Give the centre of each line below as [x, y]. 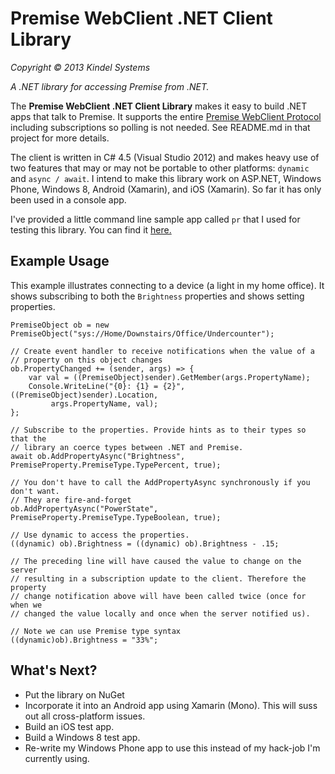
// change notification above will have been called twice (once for [158, 596]
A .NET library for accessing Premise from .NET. [110, 86]
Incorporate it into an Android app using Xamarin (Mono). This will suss [171, 705]
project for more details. [60, 138]
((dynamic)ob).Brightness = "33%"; [84, 640]
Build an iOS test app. [69, 726]
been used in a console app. [68, 199]
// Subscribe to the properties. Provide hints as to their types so [158, 430]
